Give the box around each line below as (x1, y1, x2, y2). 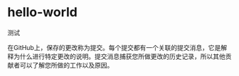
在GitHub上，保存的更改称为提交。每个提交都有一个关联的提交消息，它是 (7, 43, 221, 51)
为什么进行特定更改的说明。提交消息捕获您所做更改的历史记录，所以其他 (13, 52, 225, 61)
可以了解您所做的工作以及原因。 (19, 61, 114, 69)
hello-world (7, 4, 78, 20)
